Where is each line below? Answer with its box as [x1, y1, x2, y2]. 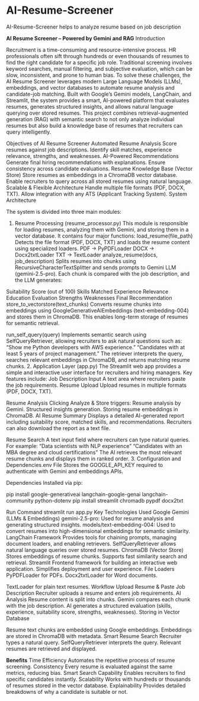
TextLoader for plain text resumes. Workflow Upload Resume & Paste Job [6, 583, 185, 590]
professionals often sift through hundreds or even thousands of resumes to [6, 52, 190, 59]
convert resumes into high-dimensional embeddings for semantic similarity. [6, 527, 191, 535]
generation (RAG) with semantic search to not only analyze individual [6, 115, 175, 122]
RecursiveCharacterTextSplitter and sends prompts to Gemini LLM [14, 264, 176, 271]
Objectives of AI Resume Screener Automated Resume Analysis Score [6, 140, 177, 147]
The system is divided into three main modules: [6, 208, 121, 215]
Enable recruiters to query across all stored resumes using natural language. [6, 178, 192, 185]
